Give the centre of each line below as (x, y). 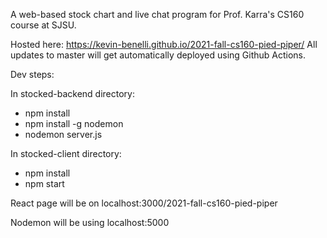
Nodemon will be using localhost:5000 (90, 222)
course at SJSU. (43, 25)
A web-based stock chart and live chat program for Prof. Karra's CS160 (157, 14)
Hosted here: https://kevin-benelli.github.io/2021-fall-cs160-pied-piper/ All (164, 44)
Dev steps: (32, 74)
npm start (44, 183)
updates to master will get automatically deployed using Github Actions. (158, 55)
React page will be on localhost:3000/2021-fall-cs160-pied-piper (144, 203)
